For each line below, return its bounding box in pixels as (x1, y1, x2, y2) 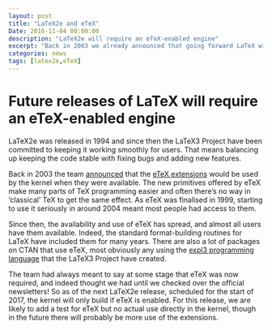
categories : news (8, 49, 67, 58)
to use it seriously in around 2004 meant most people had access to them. (8, 204, 257, 213)
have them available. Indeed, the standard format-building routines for (8, 228, 243, 238)
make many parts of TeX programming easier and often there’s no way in (8, 186, 251, 195)
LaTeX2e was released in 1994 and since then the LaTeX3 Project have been (8, 135, 263, 146)
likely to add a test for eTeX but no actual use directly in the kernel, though (8, 303, 257, 313)
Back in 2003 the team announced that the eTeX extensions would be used (8, 169, 259, 178)
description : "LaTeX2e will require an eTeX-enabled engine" (8, 34, 219, 43)
